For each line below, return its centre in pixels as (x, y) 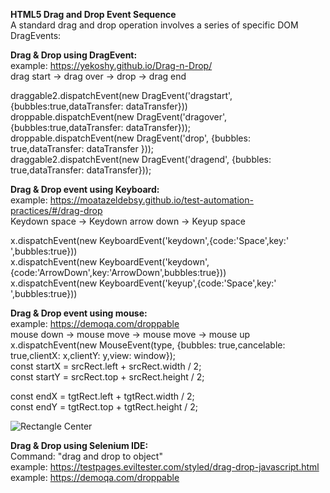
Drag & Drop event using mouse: (79, 313)
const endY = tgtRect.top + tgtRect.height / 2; (104, 407)
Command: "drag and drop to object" (86, 456)
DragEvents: (36, 35)
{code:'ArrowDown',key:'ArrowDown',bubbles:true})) (118, 272)
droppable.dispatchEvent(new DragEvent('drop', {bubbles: (130, 138)
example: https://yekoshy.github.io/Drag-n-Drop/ (111, 65)
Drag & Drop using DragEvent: (74, 55)
